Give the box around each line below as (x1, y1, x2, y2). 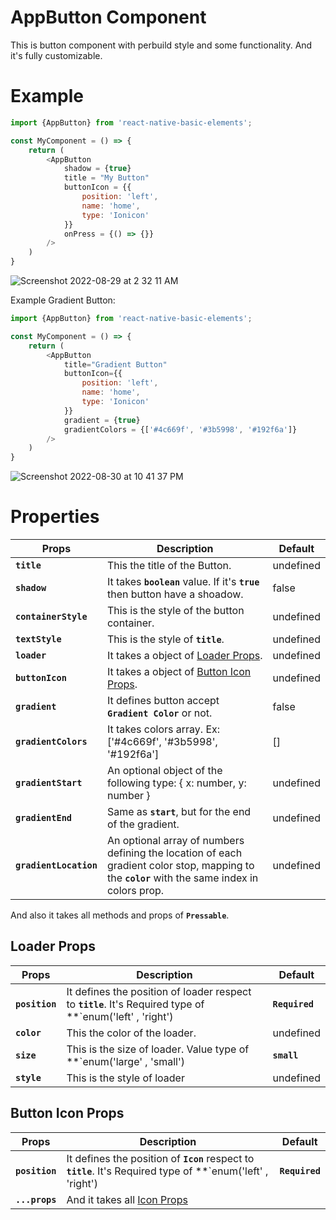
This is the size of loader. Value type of (66, 1042, 250, 1056)
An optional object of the (106, 764, 223, 778)
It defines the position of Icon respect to (66, 1151, 255, 1165)
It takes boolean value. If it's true (106, 575, 260, 589)
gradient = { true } (63, 415, 141, 425)
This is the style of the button (106, 604, 245, 618)
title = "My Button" (63, 173, 150, 183)
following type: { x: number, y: (106, 776, 247, 790)
